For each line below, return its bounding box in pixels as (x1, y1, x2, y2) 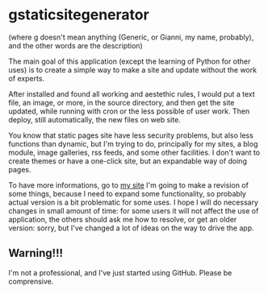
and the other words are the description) (8, 40, 143, 50)
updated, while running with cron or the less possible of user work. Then (8, 106, 250, 116)
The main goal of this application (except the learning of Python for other (8, 56, 251, 66)
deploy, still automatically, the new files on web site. (8, 114, 182, 124)
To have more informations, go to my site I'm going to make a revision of (8, 180, 249, 190)
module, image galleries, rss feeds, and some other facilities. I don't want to (8, 147, 261, 157)
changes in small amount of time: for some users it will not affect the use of (8, 205, 259, 215)
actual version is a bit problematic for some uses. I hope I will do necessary (8, 197, 258, 207)
